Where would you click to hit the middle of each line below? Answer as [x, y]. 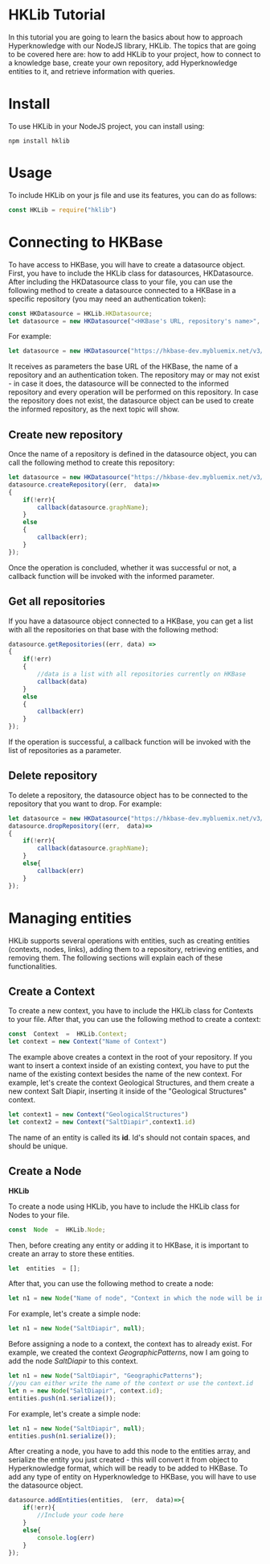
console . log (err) [66, 1537]
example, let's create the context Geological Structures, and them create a [131, 1083]
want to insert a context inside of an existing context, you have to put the [129, 1065]
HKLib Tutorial [57, 15]
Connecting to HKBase [86, 242]
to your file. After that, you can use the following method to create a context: [135, 1020]
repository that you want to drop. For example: [85, 804]
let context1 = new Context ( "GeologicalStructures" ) [98, 1115]
